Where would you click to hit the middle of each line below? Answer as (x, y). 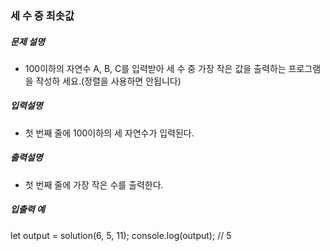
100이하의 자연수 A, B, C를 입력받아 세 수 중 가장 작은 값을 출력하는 (155, 68)
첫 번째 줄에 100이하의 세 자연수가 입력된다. (109, 133)
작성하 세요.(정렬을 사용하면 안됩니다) (108, 81)
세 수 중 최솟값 (42, 15)
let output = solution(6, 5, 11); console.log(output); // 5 (121, 235)
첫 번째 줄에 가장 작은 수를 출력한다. (94, 184)
